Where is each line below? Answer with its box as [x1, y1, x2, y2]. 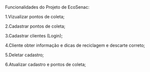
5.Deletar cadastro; [5, 52, 44, 58]
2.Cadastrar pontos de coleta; [5, 23, 65, 29]
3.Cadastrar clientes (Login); [5, 33, 63, 38]
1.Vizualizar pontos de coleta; [5, 14, 65, 19]
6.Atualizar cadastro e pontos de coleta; [5, 62, 86, 67]
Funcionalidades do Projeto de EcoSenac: [5, 4, 90, 10]
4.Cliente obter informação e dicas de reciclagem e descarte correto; [5, 42, 145, 48]
